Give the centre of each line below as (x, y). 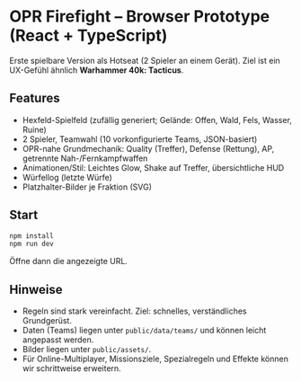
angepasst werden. (58, 340)
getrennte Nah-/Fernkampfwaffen (85, 158)
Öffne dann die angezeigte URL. (69, 261)
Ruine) (34, 129)
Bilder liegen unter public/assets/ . (87, 350)
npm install (31, 235)
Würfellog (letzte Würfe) (67, 177)
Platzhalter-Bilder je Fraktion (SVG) (87, 187)
